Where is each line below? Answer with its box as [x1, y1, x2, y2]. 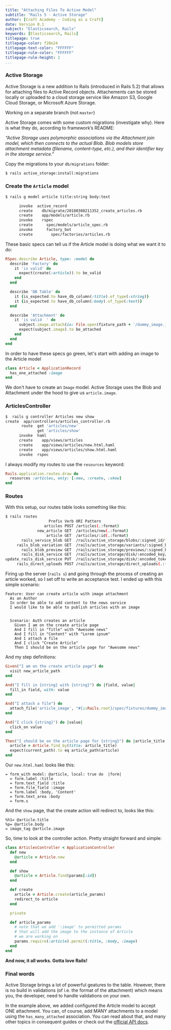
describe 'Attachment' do [10, 313, 65, 318]
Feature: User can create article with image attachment [5, 591, 129, 597]
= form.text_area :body [10, 794, 60, 800]
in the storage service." [5, 151, 54, 157]
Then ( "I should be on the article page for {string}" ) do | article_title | [5, 738, 167, 743]
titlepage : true [5, 36, 40, 41]
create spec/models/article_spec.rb [18, 222, 108, 227]
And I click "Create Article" [14, 640, 79, 646]
